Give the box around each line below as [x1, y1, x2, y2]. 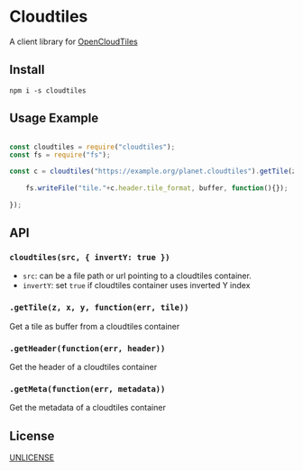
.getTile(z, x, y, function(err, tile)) [9, 303, 189, 312]
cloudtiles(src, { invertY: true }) [9, 252, 170, 262]
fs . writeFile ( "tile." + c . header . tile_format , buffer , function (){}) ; [25, 184, 289, 193]
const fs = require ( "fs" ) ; [9, 150, 111, 159]
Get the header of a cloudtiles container [9, 361, 158, 372]
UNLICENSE [9, 452, 55, 463]
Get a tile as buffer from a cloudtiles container [9, 321, 180, 331]
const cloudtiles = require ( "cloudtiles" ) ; [9, 142, 176, 151]
